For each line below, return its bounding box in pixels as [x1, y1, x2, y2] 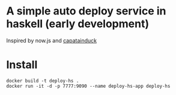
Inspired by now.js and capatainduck [6, 37, 97, 44]
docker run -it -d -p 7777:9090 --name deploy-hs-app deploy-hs [6, 83, 171, 89]
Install [6, 58, 38, 72]
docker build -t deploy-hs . [6, 78, 79, 84]
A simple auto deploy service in [6, 4, 166, 18]
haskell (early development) [6, 17, 149, 31]
